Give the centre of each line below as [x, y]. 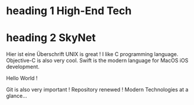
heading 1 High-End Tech [69, 11]
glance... [17, 96]
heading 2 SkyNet [51, 38]
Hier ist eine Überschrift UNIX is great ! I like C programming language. [92, 54]
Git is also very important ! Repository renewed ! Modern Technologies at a [97, 90]
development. [23, 67]
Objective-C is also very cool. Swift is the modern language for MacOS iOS [97, 61]
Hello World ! [22, 78]
